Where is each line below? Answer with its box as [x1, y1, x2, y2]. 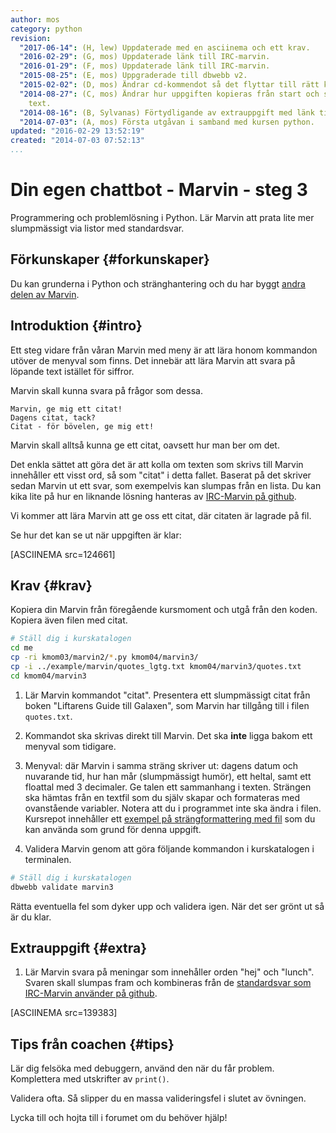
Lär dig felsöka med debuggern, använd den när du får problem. [10, 1062, 275, 1075]
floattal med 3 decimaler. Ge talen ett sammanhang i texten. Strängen [24, 781, 312, 793]
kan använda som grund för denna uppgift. [24, 823, 202, 835]
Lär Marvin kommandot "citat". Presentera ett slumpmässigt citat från [24, 689, 311, 701]
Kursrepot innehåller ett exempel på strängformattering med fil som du [24, 812, 316, 825]
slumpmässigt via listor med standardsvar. [10, 222, 185, 234]
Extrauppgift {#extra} [10, 939, 148, 956]
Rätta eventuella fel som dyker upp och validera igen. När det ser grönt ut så [10, 900, 325, 912]
